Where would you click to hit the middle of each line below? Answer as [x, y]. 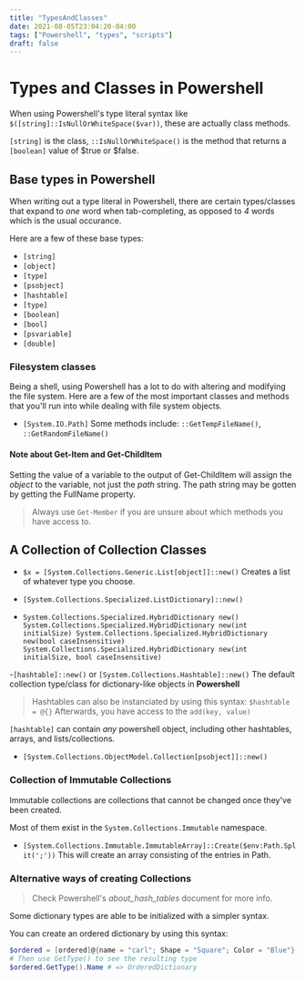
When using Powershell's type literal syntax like [99, 114]
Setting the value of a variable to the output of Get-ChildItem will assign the [151, 474]
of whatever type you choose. [79, 582]
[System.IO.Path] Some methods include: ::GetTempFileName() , [142, 424]
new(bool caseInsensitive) [74, 642]
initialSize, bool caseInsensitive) [92, 657]
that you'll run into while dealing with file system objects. [116, 406]
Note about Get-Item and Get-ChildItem [86, 454]
